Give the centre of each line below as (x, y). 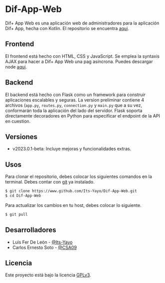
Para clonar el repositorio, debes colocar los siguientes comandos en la (79, 176)
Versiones (21, 137)
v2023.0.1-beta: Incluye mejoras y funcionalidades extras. (72, 149)
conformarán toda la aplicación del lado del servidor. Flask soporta (74, 110)
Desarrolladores (31, 230)
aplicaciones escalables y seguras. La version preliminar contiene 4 (75, 100)
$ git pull (16, 214)
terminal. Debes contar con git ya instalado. (50, 182)
